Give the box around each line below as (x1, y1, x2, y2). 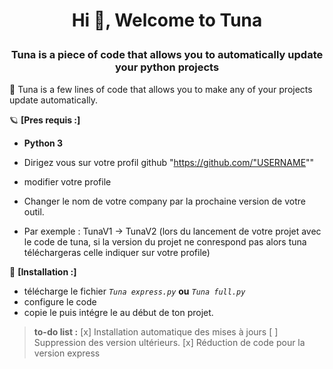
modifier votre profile (23, 175, 112, 188)
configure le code (23, 295, 97, 308)
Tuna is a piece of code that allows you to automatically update (10, 48, 324, 62)
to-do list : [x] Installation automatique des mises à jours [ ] (33, 325, 279, 338)
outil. (23, 205, 45, 218)
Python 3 (23, 137, 64, 149)
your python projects (114, 60, 220, 74)
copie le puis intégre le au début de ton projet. (23, 306, 214, 318)
